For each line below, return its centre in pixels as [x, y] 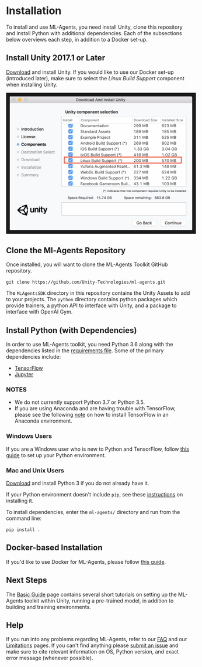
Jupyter [24, 375]
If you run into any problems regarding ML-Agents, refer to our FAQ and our [97, 639]
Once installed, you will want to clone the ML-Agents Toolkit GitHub [87, 264]
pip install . [23, 530]
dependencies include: [34, 357]
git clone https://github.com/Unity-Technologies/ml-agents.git [86, 283]
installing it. [20, 501]
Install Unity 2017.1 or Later [56, 58]
